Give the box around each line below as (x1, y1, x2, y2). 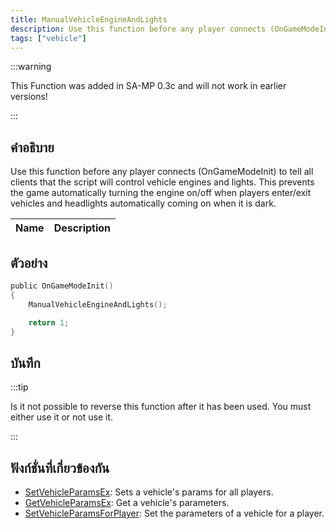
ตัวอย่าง (10, 254, 48, 271)
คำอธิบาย (10, 139, 55, 156)
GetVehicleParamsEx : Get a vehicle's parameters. (24, 497, 230, 508)
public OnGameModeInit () (10, 281, 114, 291)
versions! (10, 91, 48, 103)
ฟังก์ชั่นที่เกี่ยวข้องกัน (10, 459, 110, 476)
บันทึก (10, 354, 41, 371)
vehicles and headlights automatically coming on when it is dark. (10, 197, 277, 210)
